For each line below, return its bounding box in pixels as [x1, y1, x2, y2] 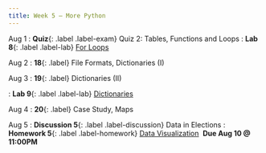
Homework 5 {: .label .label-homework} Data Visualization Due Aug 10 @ [8, 128, 251, 138]
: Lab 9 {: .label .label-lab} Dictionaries [8, 89, 134, 99]
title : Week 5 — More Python [8, 11, 106, 20]
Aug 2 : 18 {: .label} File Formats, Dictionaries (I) [8, 58, 165, 67]
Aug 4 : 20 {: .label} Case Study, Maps [8, 104, 134, 114]
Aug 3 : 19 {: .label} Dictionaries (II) [8, 73, 122, 83]
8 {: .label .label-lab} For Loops [8, 42, 109, 52]
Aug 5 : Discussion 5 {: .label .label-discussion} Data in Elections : [8, 119, 226, 129]
